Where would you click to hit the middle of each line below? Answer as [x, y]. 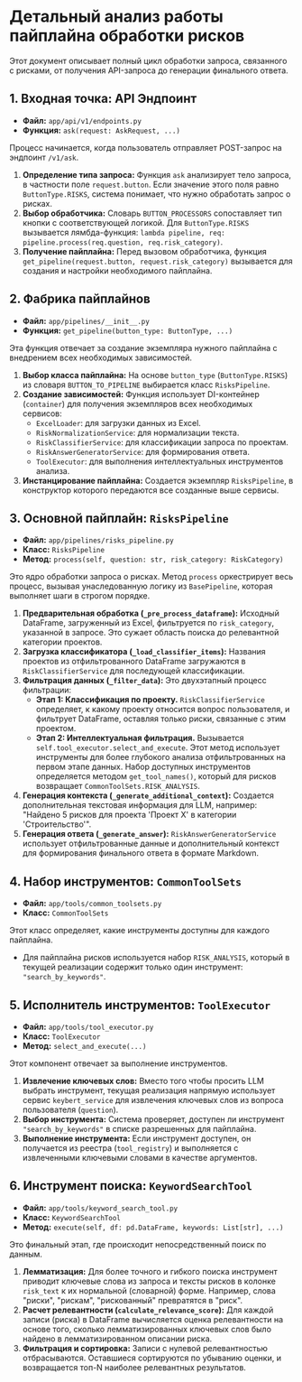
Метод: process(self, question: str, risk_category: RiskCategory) [153, 559]
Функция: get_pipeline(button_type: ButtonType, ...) [128, 330]
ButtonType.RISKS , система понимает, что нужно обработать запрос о [156, 194]
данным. [26, 1254]
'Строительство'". [57, 824]
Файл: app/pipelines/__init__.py [86, 320]
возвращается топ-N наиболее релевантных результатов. [134, 1367]
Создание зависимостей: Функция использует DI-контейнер [141, 394]
